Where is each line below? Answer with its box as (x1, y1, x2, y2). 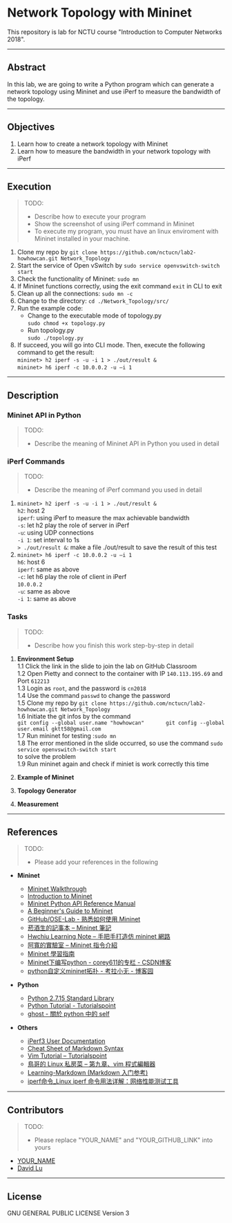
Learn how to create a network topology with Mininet (17, 140, 168, 148)
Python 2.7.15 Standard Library (27, 994, 115, 1002)
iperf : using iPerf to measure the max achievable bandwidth (17, 514, 190, 522)
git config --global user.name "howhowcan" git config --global (17, 719, 225, 726)
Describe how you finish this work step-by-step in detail (34, 641, 195, 650)
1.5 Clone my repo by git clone (17, 699, 107, 707)
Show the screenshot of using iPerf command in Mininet (34, 220, 195, 228)
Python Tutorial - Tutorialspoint (27, 1002, 116, 1010)
